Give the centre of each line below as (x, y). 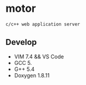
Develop (21, 42)
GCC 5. (23, 63)
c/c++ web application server (43, 24)
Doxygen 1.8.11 (32, 75)
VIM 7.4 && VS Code (39, 56)
